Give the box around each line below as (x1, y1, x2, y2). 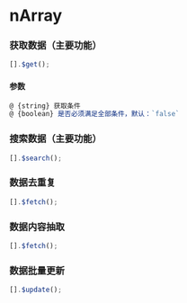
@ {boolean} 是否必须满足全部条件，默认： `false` (9, 110, 180, 119)
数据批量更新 (9, 264, 66, 277)
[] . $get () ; (9, 60, 50, 69)
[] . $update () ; (9, 285, 63, 295)
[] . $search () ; (9, 154, 63, 163)
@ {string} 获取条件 (9, 101, 81, 111)
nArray (9, 5, 63, 26)
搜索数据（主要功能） (9, 132, 102, 145)
